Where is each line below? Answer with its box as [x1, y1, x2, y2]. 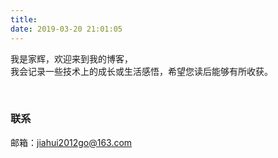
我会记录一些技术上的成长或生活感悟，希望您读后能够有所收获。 [10, 65, 273, 77]
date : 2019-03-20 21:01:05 [10, 24, 123, 34]
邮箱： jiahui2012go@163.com [10, 136, 133, 148]
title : [10, 14, 38, 25]
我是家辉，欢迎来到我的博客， [10, 52, 133, 65]
